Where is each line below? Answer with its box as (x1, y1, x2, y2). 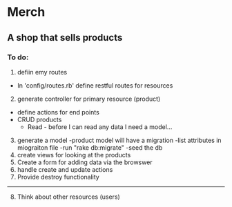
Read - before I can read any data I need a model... (27, 122, 173, 131)
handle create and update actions (17, 165, 113, 173)
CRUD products (17, 115, 62, 124)
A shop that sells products (7, 32, 123, 43)
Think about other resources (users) (17, 193, 121, 201)
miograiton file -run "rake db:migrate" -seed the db (17, 143, 163, 152)
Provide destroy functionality (17, 172, 100, 181)
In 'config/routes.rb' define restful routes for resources (17, 81, 173, 90)
